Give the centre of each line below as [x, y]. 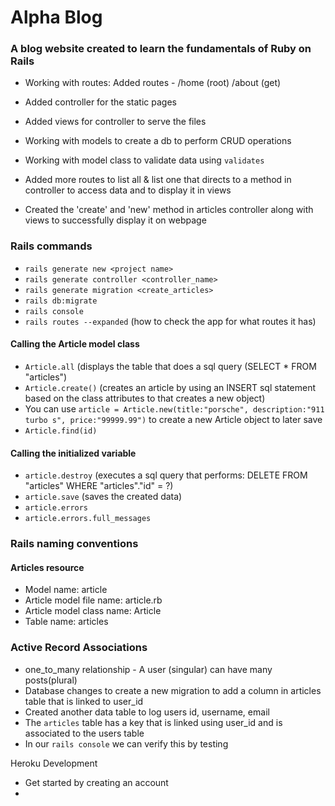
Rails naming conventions [74, 544]
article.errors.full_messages [88, 519]
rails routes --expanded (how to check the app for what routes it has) [170, 321]
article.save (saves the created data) [103, 497]
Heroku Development [54, 763]
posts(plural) [51, 680]
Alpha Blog [56, 17]
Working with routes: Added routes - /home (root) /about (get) [153, 83]
